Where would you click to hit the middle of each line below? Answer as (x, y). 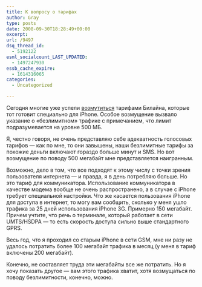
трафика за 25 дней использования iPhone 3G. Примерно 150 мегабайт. (99, 209)
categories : (21, 79)
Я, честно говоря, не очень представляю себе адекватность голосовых (99, 139)
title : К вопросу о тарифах (42, 12)
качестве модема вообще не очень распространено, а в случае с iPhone (101, 189)
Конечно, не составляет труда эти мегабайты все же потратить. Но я (96, 264)
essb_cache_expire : (31, 68)
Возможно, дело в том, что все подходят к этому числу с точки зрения (98, 170)
